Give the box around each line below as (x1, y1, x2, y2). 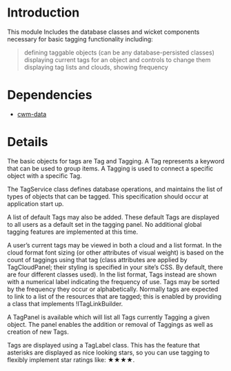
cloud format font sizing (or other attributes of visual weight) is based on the (7, 248, 224, 257)
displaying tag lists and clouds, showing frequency (23, 63, 169, 71)
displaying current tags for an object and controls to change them (23, 55, 211, 63)
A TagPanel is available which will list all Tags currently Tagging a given (7, 312, 210, 321)
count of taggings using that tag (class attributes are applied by (7, 255, 188, 263)
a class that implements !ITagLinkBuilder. (7, 299, 123, 308)
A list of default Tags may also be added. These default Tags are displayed (7, 212, 219, 221)
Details (7, 134, 48, 150)
